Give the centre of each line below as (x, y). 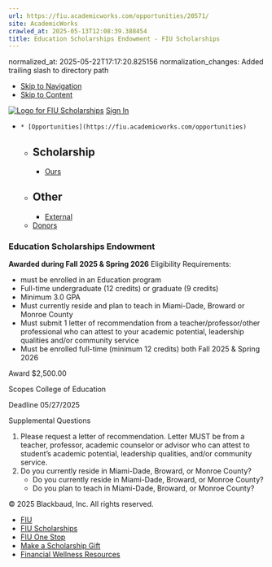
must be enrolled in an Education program (90, 280)
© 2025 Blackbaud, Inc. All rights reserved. (81, 504)
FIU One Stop (43, 537)
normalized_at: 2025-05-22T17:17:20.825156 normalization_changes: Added (136, 62)
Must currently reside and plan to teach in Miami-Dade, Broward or (132, 306)
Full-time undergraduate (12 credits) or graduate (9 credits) (119, 289)
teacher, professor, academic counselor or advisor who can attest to (135, 445)
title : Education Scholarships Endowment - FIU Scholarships (114, 39)
